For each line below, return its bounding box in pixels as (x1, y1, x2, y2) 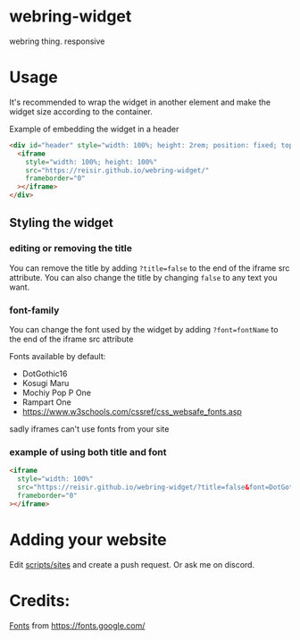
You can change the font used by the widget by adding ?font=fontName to (9, 324, 279, 334)
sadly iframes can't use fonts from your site (9, 423, 170, 434)
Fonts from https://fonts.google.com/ (9, 619, 146, 631)
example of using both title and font (9, 445, 167, 458)
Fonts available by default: (9, 350, 106, 361)
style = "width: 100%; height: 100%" (25, 157, 158, 166)
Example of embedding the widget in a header (9, 123, 179, 134)
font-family (9, 304, 60, 316)
